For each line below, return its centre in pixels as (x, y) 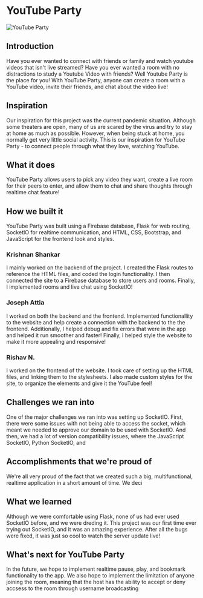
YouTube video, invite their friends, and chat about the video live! (87, 87)
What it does (31, 165)
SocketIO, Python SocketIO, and (46, 442)
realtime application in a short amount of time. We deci (74, 482)
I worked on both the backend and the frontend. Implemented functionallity (100, 316)
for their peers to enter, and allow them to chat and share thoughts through (99, 186)
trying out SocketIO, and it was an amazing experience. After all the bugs (97, 529)
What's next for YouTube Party (66, 554)
